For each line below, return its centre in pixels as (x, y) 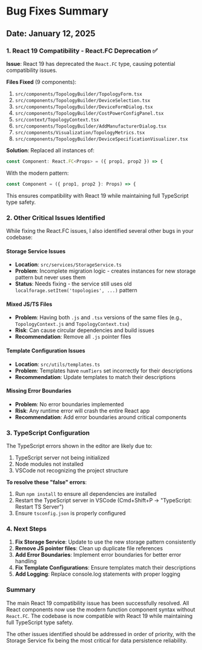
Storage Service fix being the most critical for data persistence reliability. (97, 640)
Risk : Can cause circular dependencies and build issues (85, 330)
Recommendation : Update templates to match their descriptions (95, 377)
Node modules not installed (49, 464)
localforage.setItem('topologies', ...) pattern (76, 290)
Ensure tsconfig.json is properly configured (70, 513)
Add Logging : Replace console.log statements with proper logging (98, 574)
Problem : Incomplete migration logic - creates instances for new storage (105, 271)
